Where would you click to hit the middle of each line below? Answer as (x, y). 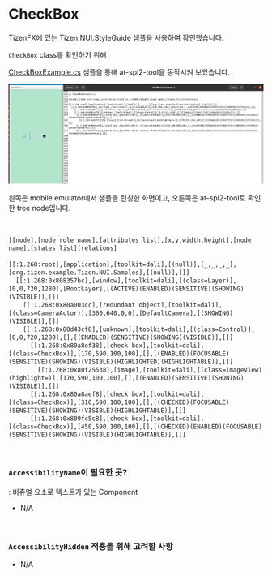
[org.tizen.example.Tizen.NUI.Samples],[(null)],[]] (99, 273)
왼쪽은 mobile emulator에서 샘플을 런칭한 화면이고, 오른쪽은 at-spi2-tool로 (127, 198)
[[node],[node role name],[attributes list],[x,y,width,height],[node (130, 240)
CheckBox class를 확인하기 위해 (57, 54)
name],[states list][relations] (63, 248)
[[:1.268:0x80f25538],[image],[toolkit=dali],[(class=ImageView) (150, 370)
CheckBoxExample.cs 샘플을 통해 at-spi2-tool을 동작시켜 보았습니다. (119, 72)
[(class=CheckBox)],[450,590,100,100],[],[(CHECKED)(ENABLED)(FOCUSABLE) (136, 427)
